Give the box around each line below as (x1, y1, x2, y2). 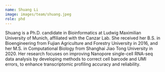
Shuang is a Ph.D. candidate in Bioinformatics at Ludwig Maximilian (5, 30, 141, 36)
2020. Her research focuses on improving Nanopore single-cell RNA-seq (5, 51, 153, 57)
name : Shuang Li (5, 7, 38, 12)
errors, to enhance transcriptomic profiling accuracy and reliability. (5, 61, 140, 67)
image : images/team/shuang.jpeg (5, 12, 71, 17)
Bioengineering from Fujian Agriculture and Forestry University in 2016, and (5, 40, 158, 46)
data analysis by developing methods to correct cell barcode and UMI (5, 56, 147, 62)
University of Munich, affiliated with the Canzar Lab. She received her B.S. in (5, 35, 161, 41)
